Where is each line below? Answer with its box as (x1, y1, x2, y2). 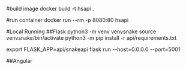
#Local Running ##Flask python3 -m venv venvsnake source (6, 28, 157, 35)
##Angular (6, 58, 33, 64)
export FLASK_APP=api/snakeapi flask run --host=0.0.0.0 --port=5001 (6, 46, 181, 53)
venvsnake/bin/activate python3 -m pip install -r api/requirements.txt (6, 34, 177, 41)
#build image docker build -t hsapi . (6, 5, 94, 12)
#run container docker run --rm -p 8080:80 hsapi (6, 17, 129, 23)
